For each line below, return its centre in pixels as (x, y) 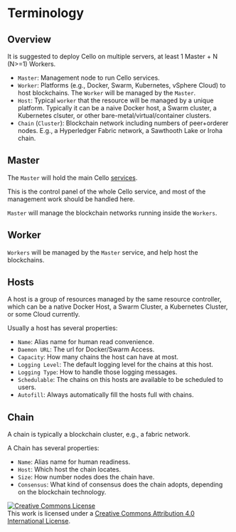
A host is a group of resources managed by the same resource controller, (114, 299)
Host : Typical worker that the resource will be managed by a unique (116, 100)
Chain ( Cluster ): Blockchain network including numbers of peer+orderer (123, 123)
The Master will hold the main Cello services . (73, 177)
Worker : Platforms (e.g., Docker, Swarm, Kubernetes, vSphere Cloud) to (122, 85)
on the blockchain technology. (62, 492)
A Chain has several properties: (53, 448)
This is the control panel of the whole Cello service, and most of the (107, 191)
